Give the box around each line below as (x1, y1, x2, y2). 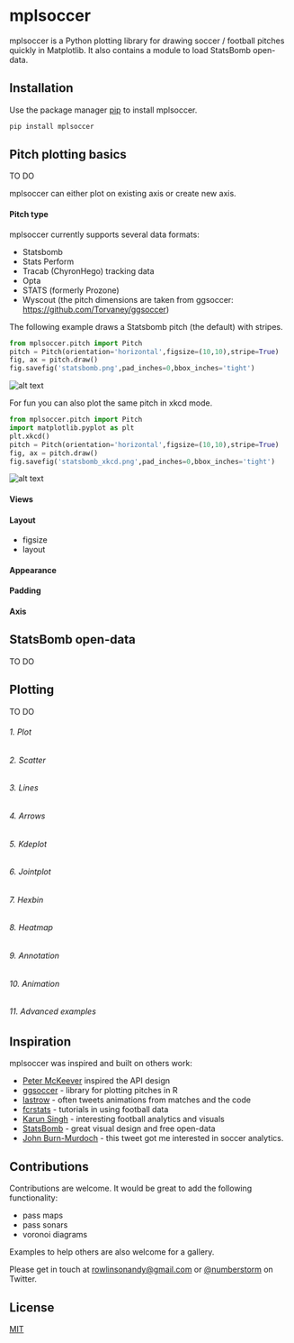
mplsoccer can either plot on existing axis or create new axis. (9, 188, 236, 199)
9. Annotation (9, 950, 60, 961)
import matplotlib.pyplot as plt (9, 424, 135, 433)
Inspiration (9, 1034, 72, 1049)
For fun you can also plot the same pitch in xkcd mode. (9, 397, 213, 408)
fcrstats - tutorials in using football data (22, 1104, 169, 1115)
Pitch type (9, 209, 49, 220)
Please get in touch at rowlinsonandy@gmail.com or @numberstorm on (9, 1264, 274, 1275)
